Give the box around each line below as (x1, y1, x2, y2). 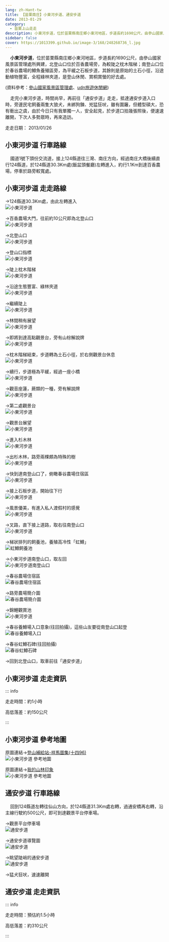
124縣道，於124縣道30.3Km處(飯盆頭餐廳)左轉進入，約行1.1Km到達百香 (9, 161, 156, 168)
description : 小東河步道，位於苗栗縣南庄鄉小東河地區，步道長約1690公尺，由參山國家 (5, 31, 163, 36)
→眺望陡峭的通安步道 (5, 854, 49, 860)
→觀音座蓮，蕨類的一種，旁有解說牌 (5, 385, 80, 392)
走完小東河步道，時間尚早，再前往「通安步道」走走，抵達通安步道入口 (10, 95, 156, 101)
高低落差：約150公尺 (5, 709, 48, 715)
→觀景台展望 (5, 420, 32, 426)
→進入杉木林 (5, 437, 32, 443)
